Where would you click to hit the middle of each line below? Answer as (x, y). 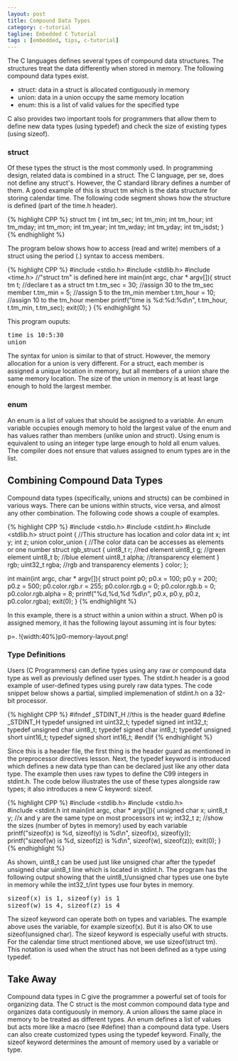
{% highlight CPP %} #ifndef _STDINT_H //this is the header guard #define (117, 714)
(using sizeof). (28, 134)
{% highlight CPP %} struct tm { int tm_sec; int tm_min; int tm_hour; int (110, 220)
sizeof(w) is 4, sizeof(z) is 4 (64, 905)
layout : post (27, 14)
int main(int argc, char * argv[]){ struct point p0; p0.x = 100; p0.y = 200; (113, 578)
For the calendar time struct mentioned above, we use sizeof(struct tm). (113, 941)
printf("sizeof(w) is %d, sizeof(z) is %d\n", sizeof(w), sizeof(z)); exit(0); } (114, 840)
